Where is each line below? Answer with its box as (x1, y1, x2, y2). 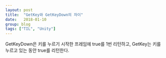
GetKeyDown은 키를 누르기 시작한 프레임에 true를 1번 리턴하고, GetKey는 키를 (5, 41, 161, 47)
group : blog (5, 21, 31, 27)
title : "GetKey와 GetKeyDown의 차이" (5, 12, 84, 17)
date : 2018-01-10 (5, 17, 47, 22)
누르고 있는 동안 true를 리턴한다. (5, 47, 70, 53)
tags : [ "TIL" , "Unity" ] (5, 26, 56, 32)
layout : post (5, 7, 33, 13)
